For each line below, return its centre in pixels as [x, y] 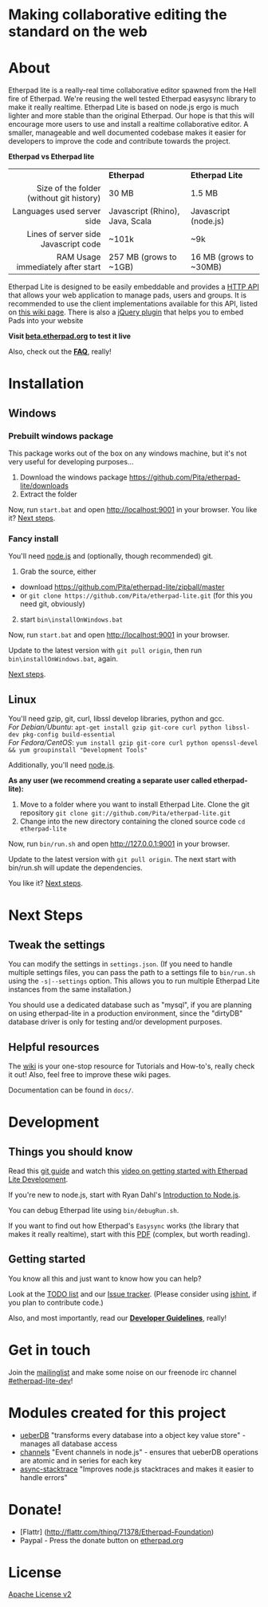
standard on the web [78, 32]
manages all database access [69, 1443]
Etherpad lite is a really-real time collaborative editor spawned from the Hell [132, 90]
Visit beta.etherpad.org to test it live [70, 336]
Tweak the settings [57, 944]
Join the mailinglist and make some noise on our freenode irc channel [122, 1372]
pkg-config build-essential [69, 735]
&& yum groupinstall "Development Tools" [78, 750]
